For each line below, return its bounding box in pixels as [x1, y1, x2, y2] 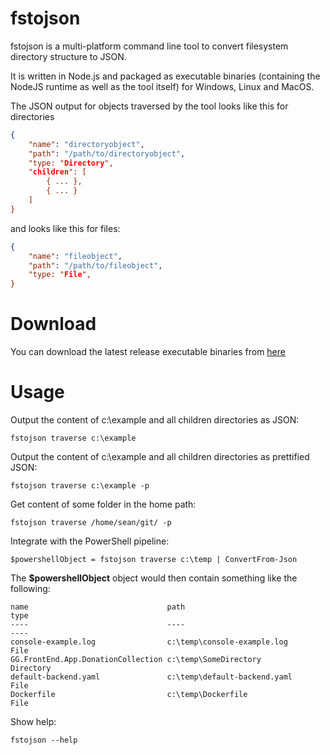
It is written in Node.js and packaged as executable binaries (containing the [10, 70, 321, 82]
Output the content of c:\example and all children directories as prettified [10, 451, 310, 463]
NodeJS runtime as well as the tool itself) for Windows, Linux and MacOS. [10, 80, 315, 92]
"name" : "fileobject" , [28, 251, 123, 261]
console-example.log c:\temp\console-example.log [10, 637, 288, 647]
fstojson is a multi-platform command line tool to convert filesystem [10, 40, 289, 52]
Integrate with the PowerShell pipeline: [10, 535, 170, 547]
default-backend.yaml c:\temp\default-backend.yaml [10, 672, 293, 682]
